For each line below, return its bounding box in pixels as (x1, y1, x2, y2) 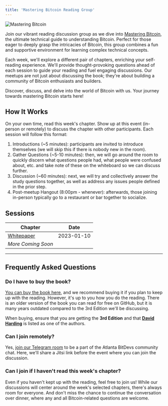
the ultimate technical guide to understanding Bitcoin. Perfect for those (5, 36, 151, 42)
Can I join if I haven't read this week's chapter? (5, 367, 121, 374)
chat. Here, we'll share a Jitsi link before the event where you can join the (5, 350, 156, 356)
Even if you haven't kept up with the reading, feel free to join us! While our (5, 379, 158, 385)
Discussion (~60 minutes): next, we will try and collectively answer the (12, 173, 158, 179)
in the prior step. (12, 184, 46, 190)
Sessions (5, 209, 35, 217)
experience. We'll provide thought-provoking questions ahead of (21, 62, 155, 68)
